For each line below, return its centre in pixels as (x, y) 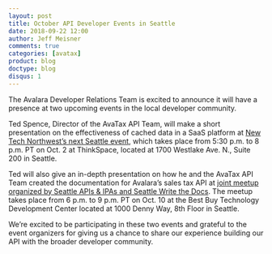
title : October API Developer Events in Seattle (92, 24)
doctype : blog (32, 69)
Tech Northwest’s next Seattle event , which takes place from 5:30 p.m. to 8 (134, 141)
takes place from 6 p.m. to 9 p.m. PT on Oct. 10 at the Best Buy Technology (134, 200)
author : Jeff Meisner (45, 39)
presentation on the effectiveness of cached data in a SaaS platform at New (135, 132)
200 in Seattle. (33, 158)
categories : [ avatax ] (45, 54)
